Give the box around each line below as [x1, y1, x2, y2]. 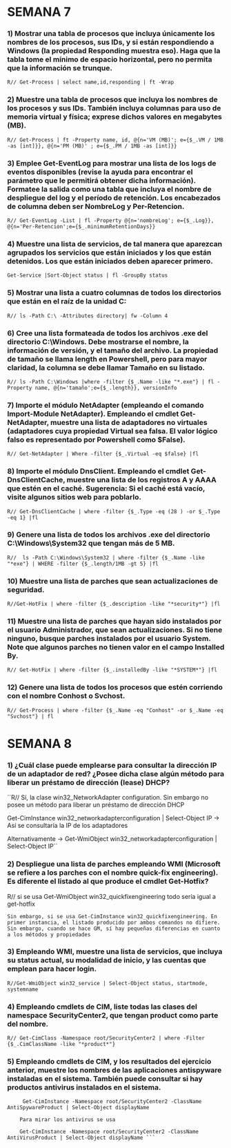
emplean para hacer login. [7, 964, 97, 973]
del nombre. [7, 1019, 49, 1029]
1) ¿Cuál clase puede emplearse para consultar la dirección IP [7, 760, 217, 770]
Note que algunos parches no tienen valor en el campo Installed [7, 642, 225, 652]
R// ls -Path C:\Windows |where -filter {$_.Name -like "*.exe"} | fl [7, 378, 214, 385]
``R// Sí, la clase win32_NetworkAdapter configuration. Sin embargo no [7, 793, 209, 802]
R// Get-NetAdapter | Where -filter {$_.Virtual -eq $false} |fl [7, 451, 199, 457]
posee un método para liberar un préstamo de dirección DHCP [7, 801, 185, 809]
